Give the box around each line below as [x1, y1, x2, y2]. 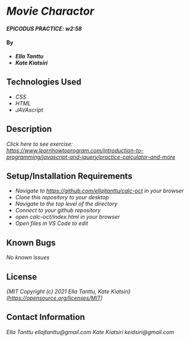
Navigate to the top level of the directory [15, 200, 118, 208]
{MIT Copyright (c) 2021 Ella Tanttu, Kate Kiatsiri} [6, 288, 131, 295]
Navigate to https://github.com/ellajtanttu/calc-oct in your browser [15, 187, 185, 194]
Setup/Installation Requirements [6, 171, 133, 181]
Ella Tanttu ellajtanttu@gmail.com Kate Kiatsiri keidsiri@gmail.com [6, 328, 174, 335]
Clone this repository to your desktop [15, 194, 109, 201]
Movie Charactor [6, 4, 95, 18]
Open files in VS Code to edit [15, 219, 89, 227]
